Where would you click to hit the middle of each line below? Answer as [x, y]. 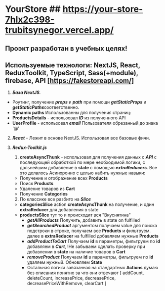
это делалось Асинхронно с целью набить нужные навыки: [82, 173]
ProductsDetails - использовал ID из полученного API [69, 118]
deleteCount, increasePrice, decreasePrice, [71, 278]
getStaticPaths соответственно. [46, 107]
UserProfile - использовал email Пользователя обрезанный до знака [85, 123]
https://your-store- [103, 9]
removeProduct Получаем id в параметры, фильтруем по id [90, 257]
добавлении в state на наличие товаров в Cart [76, 252]
